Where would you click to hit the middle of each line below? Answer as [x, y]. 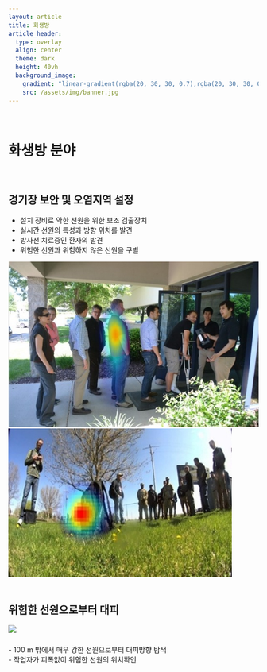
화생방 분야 [42, 150]
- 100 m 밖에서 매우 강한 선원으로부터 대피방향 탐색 [87, 650]
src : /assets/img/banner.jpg [71, 92]
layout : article [35, 17]
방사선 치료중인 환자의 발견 [61, 240]
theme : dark [35, 59]
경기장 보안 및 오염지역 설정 [71, 200]
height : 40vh [37, 68]
